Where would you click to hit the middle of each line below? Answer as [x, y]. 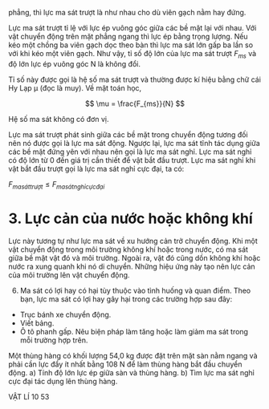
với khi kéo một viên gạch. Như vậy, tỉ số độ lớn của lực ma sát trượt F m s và [132, 55]
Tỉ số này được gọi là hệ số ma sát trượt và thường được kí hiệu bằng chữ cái [134, 79]
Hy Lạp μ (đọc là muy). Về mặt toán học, [75, 87]
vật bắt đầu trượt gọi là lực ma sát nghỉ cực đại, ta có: [96, 168]
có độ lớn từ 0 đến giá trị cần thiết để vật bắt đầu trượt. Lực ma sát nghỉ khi [132, 160]
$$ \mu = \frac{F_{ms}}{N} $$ [135, 103]
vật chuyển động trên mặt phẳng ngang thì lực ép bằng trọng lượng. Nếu [128, 36]
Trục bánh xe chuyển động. [65, 314]
